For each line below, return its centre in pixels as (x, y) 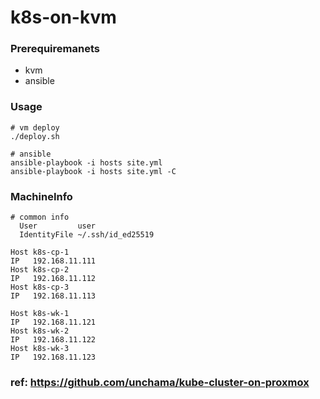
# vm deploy (35, 127)
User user (58, 226)
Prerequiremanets (55, 49)
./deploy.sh (35, 136)
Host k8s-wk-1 (40, 314)
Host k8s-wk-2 (40, 331)
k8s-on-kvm (63, 17)
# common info (40, 217)
